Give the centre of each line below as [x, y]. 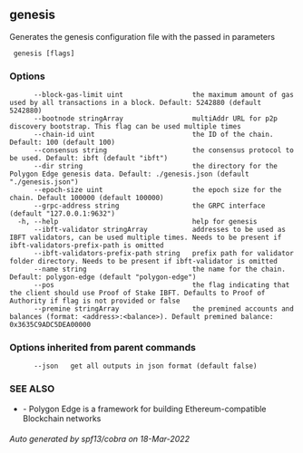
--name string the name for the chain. [159, 270]
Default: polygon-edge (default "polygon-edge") [103, 277]
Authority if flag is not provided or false [95, 301]
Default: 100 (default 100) [63, 143]
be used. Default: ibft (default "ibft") [89, 159]
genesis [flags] [44, 53]
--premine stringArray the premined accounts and [164, 309]
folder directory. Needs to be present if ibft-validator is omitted [144, 262]
